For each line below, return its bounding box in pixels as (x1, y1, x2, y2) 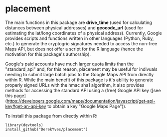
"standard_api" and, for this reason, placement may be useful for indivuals (5, 66, 158, 72)
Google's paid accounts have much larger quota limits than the (5, 61, 134, 67)
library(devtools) (5, 123, 43, 128)
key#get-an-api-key (5, 103, 46, 109)
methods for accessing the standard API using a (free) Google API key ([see (5, 87, 161, 93)
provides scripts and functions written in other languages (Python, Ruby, (5, 35, 154, 41)
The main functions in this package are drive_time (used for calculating (5, 19, 152, 25)
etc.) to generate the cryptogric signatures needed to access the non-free (5, 40, 158, 46)
